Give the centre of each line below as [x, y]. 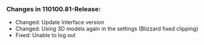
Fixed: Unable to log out [45, 35]
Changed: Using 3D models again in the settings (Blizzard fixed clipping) [107, 29]
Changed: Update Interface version [60, 22]
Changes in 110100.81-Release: [54, 9]
